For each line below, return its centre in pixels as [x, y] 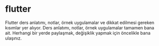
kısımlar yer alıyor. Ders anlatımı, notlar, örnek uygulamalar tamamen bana [80, 27]
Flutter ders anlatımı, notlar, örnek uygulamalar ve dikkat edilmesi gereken [80, 23]
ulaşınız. [13, 38]
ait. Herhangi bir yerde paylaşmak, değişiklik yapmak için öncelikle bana [78, 33]
